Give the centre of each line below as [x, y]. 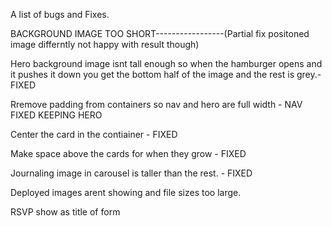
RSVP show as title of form [65, 212]
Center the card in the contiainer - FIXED [94, 134]
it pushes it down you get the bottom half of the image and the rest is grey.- [166, 74]
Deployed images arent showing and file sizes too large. [126, 192]
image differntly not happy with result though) [105, 44]
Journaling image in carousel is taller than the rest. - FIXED [131, 173]
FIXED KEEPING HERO [56, 115]
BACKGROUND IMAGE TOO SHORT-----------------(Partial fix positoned [160, 33]
